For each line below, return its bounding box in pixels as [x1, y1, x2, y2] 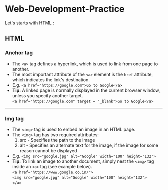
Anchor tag [5, 49, 33, 56]
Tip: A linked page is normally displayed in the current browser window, [12, 87, 160, 93]
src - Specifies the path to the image [19, 137, 95, 143]
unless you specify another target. [12, 92, 83, 98]
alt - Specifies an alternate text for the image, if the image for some [19, 142, 158, 148]
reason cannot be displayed [19, 147, 77, 153]
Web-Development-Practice [5, 3, 125, 15]
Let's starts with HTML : [5, 20, 54, 26]
